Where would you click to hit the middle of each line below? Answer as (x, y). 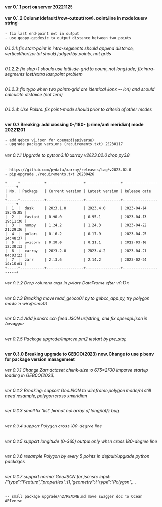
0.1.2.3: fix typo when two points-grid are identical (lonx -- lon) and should (80, 89)
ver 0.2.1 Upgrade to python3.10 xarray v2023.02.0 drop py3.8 (68, 155)
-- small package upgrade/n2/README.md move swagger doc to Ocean (74, 496)
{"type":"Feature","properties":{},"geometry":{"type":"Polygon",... (71, 482)
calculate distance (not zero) (34, 94)
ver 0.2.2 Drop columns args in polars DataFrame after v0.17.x (67, 283)
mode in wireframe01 (26, 303)
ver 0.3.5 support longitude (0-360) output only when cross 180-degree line (81, 441)
